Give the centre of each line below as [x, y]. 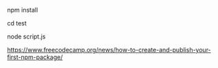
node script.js [26, 36]
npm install [23, 10]
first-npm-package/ [35, 57]
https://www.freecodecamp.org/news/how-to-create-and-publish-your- [109, 50]
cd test [17, 23]
